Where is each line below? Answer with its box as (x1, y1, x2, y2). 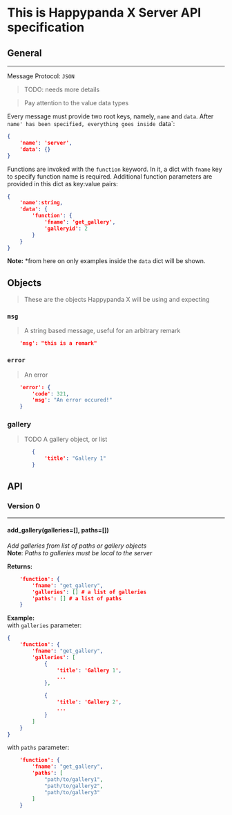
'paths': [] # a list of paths (32, 595, 122, 602)
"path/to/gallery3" (43, 789, 100, 796)
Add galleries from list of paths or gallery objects (7, 541, 147, 550)
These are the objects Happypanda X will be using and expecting (23, 296, 210, 304)
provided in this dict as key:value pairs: (7, 179, 119, 188)
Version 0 (7, 501, 41, 511)
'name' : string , (19, 199, 64, 206)
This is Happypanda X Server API (7, 5, 202, 21)
